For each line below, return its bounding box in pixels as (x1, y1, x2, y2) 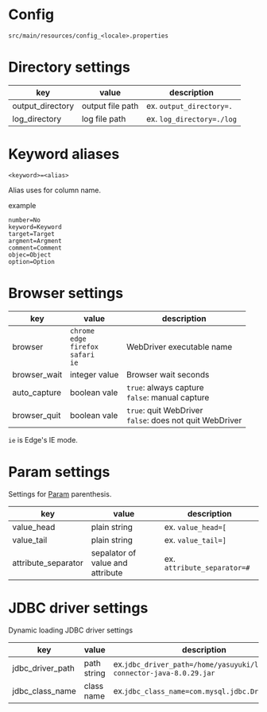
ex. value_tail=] (164, 534, 226, 545)
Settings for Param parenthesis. (8, 489, 112, 498)
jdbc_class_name (12, 685, 77, 696)
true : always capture (126, 381, 204, 393)
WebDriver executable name (126, 341, 233, 352)
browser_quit (12, 409, 61, 420)
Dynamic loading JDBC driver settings (8, 625, 133, 635)
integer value (70, 369, 119, 380)
